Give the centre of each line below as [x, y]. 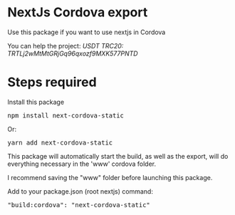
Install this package [36, 102]
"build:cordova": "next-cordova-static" [79, 205]
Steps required [52, 82]
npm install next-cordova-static [66, 115]
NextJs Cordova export [78, 12]
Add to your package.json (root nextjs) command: [80, 191]
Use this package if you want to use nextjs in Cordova [87, 32]
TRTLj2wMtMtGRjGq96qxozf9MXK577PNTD [73, 53]
